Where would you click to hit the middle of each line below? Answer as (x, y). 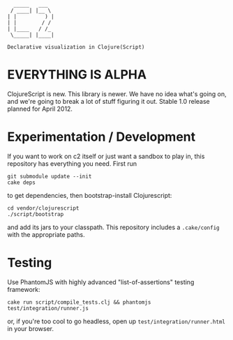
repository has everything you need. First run (72, 163)
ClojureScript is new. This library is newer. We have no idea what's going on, (117, 94)
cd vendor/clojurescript (43, 208)
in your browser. (31, 328)
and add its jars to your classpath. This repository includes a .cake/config (113, 227)
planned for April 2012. (40, 109)
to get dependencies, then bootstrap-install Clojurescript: (90, 195)
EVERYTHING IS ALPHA (77, 75)
